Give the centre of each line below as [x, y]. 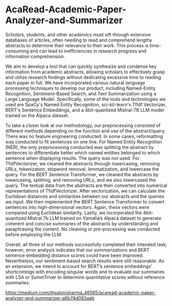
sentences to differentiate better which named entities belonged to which [83, 152]
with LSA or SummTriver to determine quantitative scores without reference [85, 277]
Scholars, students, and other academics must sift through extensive [78, 34]
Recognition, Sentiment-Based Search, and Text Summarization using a [81, 93]
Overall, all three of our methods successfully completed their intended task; [86, 244]
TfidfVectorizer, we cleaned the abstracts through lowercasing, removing [83, 163]
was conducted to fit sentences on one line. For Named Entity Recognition [84, 142]
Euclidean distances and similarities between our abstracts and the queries [85, 196]
